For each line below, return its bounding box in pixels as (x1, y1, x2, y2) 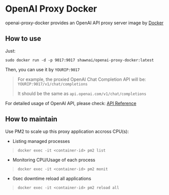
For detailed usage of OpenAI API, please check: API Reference (5, 100, 137, 106)
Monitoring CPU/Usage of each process (12, 157, 96, 163)
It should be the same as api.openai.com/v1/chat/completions (17, 90, 147, 96)
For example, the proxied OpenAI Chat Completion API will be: (17, 76, 146, 82)
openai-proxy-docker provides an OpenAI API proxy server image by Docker (5, 20, 164, 26)
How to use (5, 34, 41, 43)
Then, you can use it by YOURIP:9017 (5, 66, 80, 72)
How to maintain (5, 115, 58, 124)
